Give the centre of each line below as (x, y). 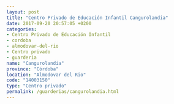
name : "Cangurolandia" (35, 63)
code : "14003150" (28, 80)
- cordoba (19, 40)
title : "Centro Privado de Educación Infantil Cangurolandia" (87, 18)
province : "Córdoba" (33, 69)
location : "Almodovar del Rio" (46, 75)
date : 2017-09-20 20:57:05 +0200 (49, 23)
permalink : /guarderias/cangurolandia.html (63, 92)
